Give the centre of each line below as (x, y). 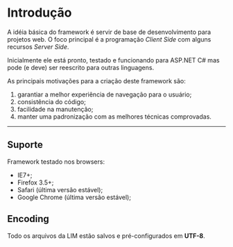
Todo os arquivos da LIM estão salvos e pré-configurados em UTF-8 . (106, 236)
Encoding (28, 219)
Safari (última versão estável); (60, 189)
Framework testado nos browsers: (56, 162)
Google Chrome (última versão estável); (74, 197)
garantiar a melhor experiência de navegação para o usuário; (104, 94)
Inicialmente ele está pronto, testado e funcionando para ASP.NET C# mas (113, 60)
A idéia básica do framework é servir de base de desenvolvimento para (109, 32)
